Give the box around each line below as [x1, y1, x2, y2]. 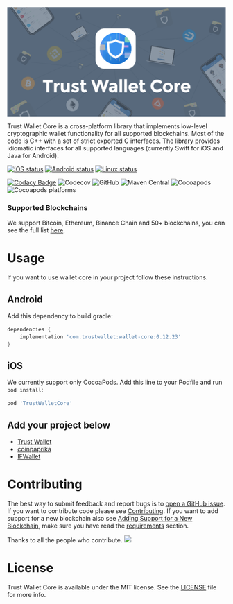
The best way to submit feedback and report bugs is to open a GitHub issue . [7, 499, 225, 508]
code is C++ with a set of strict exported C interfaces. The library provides [7, 137, 221, 145]
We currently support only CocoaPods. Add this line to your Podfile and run [7, 378, 223, 387]
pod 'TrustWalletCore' [7, 400, 73, 407]
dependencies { [7, 326, 51, 334]
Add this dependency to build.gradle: [7, 312, 113, 320]
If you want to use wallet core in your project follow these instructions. [7, 273, 208, 282]
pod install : [7, 386, 44, 394]
